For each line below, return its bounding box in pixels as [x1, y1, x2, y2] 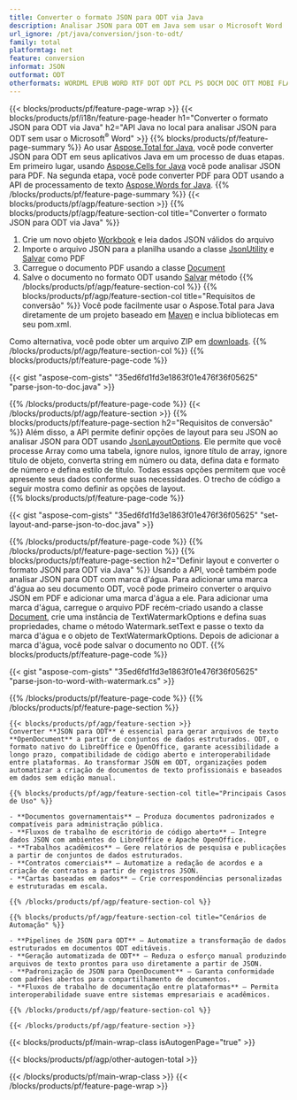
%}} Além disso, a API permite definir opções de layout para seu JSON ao [9, 427, 278, 438]
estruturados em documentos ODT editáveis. [9, 944, 172, 953]
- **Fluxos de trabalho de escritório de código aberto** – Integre [9, 828, 267, 837]
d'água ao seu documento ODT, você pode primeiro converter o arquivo [9, 583, 272, 594]
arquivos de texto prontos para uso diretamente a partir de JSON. [9, 959, 263, 969]
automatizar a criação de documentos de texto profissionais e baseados [9, 766, 283, 775]
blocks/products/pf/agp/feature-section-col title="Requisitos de [21, 291, 256, 302]
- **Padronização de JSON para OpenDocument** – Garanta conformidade [9, 967, 275, 976]
